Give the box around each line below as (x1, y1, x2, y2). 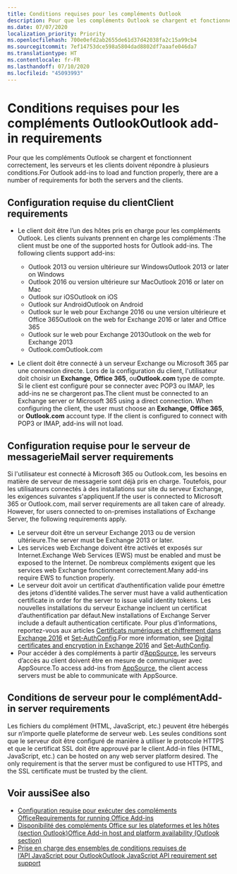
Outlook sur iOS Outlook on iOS (28, 293, 118, 301)
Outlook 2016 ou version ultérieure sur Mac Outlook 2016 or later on (28, 277, 224, 287)
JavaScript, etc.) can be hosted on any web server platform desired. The (7, 752, 219, 760)
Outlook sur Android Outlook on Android (28, 300, 143, 309)
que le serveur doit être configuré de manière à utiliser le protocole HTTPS (7, 737, 224, 745)
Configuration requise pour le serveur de (7, 439, 190, 452)
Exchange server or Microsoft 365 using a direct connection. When (17, 397, 213, 406)
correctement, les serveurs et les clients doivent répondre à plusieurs (7, 161, 209, 170)
